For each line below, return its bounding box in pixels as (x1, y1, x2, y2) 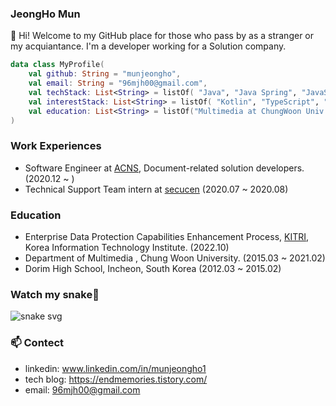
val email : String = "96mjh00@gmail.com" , (28, 78, 208, 89)
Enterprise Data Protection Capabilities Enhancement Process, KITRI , (24, 231, 310, 243)
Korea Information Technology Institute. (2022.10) (24, 242, 230, 254)
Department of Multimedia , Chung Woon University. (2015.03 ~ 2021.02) (24, 252, 326, 264)
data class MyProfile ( (10, 60, 105, 70)
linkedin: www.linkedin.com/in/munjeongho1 (24, 362, 207, 374)
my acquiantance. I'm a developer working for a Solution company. (10, 40, 287, 52)
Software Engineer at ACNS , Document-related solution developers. (24, 162, 305, 174)
